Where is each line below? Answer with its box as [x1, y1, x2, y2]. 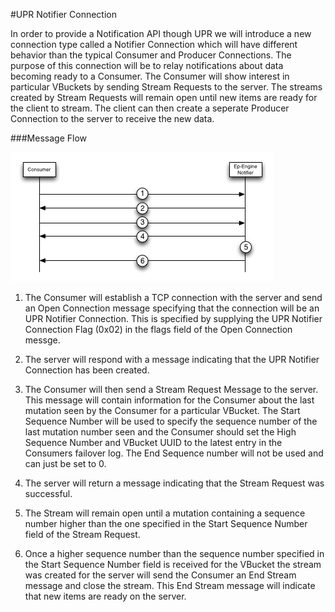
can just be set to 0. [24, 458, 107, 469]
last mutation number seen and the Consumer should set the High [24, 426, 297, 438]
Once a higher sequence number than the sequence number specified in [24, 548, 325, 559]
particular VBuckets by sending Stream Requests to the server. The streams [10, 81, 323, 93]
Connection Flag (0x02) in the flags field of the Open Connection [24, 324, 293, 335]
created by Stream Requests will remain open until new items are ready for [10, 92, 318, 103]
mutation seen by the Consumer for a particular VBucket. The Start [24, 405, 301, 416]
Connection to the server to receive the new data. [10, 113, 215, 124]
